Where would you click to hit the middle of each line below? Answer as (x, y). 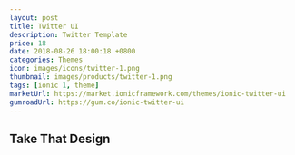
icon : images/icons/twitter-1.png (75, 69)
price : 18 (28, 43)
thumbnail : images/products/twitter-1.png (91, 77)
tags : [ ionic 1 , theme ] (54, 85)
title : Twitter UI (44, 26)
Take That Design (60, 138)
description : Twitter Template (69, 34)
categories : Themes (46, 60)
